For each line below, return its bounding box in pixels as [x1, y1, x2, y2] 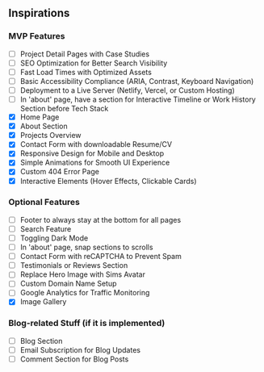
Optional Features [8, 197, 81, 208]
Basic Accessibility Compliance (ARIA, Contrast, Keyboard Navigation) [19, 76, 254, 86]
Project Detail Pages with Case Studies [19, 48, 150, 59]
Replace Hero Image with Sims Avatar [19, 270, 145, 279]
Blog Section [19, 336, 63, 345]
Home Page [19, 112, 60, 122]
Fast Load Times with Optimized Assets [19, 67, 152, 77]
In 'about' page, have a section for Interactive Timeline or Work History [19, 94, 256, 104]
